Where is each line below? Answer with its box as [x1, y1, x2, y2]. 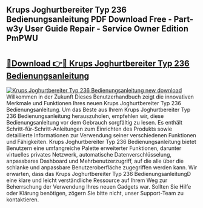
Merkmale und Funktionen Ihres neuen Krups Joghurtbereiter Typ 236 [6, 100, 182, 106]
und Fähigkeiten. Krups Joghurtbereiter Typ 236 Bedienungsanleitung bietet [6, 138, 197, 145]
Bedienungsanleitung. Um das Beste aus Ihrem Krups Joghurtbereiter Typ [6, 106, 191, 113]
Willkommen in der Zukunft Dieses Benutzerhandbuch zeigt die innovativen [6, 93, 194, 100]
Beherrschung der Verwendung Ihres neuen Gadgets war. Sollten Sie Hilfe [6, 183, 191, 190]
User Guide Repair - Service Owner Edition [25, 24, 189, 34]
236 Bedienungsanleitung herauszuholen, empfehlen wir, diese [6, 112, 164, 120]
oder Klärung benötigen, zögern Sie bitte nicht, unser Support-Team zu [6, 190, 184, 197]
